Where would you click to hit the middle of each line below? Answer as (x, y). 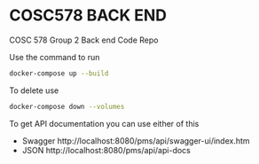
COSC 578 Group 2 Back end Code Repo (84, 40)
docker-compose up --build (59, 73)
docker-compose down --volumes (67, 106)
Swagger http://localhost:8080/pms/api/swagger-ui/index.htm (136, 141)
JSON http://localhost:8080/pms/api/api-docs (106, 150)
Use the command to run (55, 57)
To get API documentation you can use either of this (104, 123)
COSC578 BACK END (88, 16)
